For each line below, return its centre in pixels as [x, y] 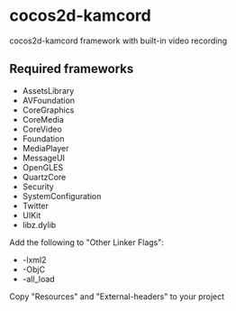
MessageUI [44, 158]
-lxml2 [34, 260]
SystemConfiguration [62, 196]
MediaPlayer [45, 148]
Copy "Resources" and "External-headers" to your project [117, 296]
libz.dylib [39, 224]
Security [38, 187]
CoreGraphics [48, 110]
